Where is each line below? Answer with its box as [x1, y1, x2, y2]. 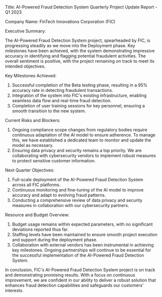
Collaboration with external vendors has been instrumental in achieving [12, 242, 154, 247]
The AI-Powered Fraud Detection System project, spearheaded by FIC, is [5, 37, 151, 43]
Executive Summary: [5, 28, 46, 34]
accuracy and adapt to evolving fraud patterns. [12, 192, 106, 198]
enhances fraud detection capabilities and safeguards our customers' [5, 282, 144, 288]
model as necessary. [12, 142, 54, 148]
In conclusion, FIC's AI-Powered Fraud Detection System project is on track [5, 267, 156, 273]
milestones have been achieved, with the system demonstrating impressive [5, 48, 155, 53]
